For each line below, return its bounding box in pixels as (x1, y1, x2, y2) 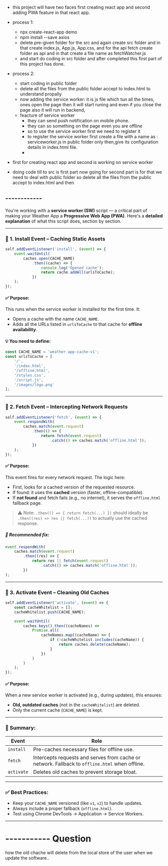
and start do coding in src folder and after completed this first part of (19, 56, 162, 62)
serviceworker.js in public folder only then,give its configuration (27, 139, 158, 145)
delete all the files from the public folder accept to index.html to (19, 86, 151, 92)
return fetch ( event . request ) (40, 434, 101, 439)
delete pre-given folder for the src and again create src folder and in (19, 40, 161, 46)
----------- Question (5, 833, 91, 844)
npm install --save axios (19, 35, 70, 40)
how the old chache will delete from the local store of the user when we (5, 849, 153, 855)
